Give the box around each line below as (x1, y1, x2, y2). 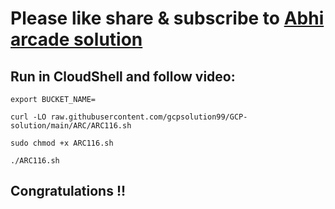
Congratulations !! (10, 183, 127, 200)
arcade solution (10, 28, 143, 51)
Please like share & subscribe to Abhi (10, 7, 325, 30)
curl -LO (10, 112, 47, 122)
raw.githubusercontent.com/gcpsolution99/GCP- (50, 112, 248, 122)
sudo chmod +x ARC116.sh (10, 138, 114, 148)
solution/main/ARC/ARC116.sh (10, 121, 132, 131)
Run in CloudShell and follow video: (10, 68, 236, 85)
